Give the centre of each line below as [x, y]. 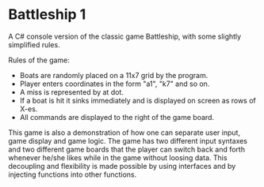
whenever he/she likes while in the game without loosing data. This [118, 157]
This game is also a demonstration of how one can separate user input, [124, 133]
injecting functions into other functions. [73, 174]
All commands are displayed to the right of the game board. [117, 117]
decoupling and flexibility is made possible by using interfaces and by [122, 166]
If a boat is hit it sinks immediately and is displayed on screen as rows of [138, 100]
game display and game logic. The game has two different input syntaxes [128, 140]
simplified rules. [34, 44]
